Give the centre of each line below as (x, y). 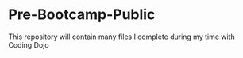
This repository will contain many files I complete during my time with (122, 37)
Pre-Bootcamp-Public (82, 15)
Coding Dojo (29, 44)
